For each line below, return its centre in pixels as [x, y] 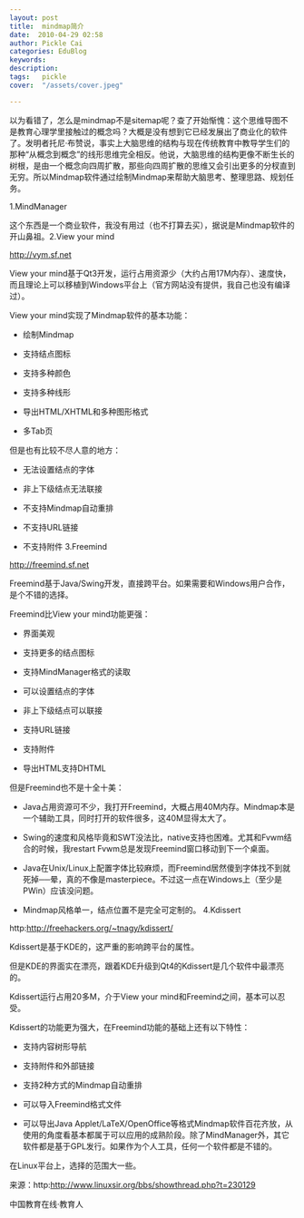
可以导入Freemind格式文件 [72, 1104]
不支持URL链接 [50, 527]
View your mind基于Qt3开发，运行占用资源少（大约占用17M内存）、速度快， [150, 273]
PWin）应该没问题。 [60, 891]
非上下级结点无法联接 [62, 488]
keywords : [28, 60]
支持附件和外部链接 [59, 1066]
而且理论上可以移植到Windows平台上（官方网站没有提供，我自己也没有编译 [150, 284]
